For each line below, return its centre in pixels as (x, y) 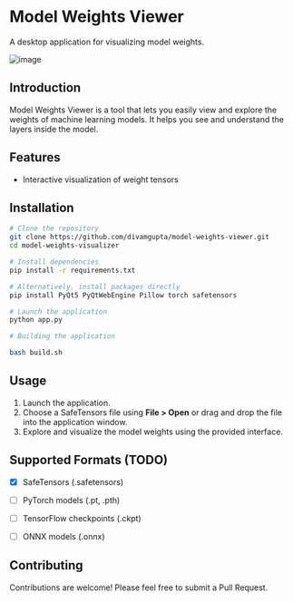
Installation (42, 207)
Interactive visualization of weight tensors (100, 180)
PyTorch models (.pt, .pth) (71, 500)
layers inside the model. (54, 129)
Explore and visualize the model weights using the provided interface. (153, 432)
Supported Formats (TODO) (88, 460)
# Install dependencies (54, 262)
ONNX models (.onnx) (64, 536)
